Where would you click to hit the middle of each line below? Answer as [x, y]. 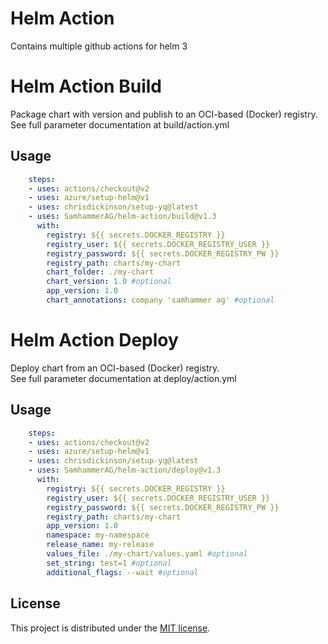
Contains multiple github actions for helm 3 [99, 46]
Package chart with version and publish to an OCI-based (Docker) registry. [164, 114]
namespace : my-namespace [98, 535]
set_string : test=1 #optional [109, 563]
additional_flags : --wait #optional [122, 572]
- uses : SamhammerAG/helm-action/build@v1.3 [122, 217]
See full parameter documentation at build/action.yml [120, 124]
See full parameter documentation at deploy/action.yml [123, 378]
